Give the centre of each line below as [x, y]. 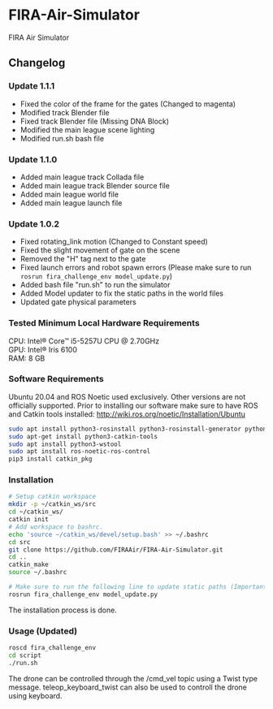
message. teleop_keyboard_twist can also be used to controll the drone [128, 687]
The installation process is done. [63, 610]
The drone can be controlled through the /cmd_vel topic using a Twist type [133, 678]
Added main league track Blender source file [95, 185]
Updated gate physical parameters [78, 302]
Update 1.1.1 [32, 86]
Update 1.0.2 [34, 223]
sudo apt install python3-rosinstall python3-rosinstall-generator [125, 429]
